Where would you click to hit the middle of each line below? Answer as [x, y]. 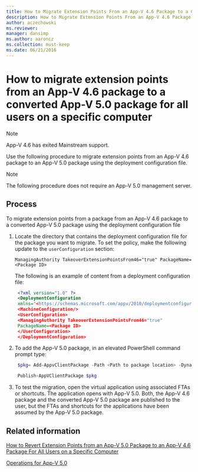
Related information [43, 431]
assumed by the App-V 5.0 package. [59, 412]
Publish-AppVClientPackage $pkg [57, 376]
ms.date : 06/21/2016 [32, 50]
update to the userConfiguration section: [65, 248]
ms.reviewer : [22, 28]
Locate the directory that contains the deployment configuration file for [101, 236]
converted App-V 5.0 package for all [97, 104]
